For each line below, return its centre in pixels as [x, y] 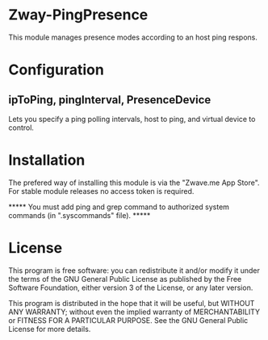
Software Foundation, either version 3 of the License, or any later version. [131, 288]
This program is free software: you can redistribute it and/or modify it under [134, 270]
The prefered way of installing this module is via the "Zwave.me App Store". [134, 183]
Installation [47, 160]
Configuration [57, 70]
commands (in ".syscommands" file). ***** [80, 215]
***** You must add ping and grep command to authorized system [119, 207]
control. [21, 128]
